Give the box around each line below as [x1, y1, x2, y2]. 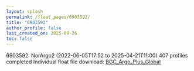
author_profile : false [6, 25, 62, 31]
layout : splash [6, 8, 43, 15]
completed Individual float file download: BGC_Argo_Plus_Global [6, 58, 161, 65]
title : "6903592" [6, 19, 49, 25]
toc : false [6, 36, 33, 42]
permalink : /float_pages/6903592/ [6, 14, 91, 20]
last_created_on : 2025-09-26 [6, 31, 77, 36]
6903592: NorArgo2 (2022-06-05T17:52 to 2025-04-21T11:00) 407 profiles [6, 52, 188, 59]
